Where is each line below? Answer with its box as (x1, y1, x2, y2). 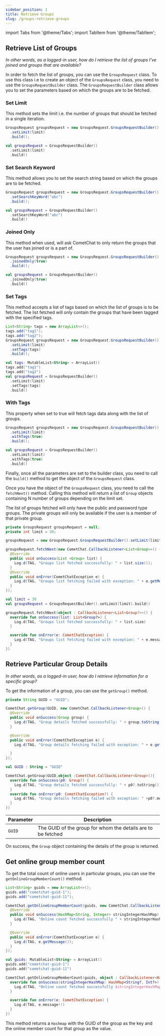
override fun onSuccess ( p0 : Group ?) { (10, 778, 90, 783)
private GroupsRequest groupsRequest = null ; (5, 525, 100, 530)
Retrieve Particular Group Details (5, 660, 108, 668)
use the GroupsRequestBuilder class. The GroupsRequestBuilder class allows (5, 82, 159, 88)
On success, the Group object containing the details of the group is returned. (5, 843, 160, 849)
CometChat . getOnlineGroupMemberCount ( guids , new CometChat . (5, 903, 131, 908)
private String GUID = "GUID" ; (5, 697, 70, 702)
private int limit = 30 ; (5, 529, 56, 534)
